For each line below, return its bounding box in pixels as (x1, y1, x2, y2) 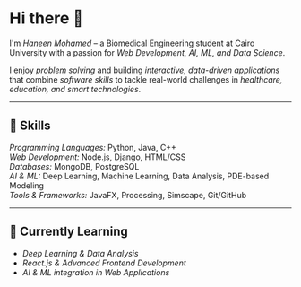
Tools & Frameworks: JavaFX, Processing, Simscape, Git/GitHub (9, 189, 247, 200)
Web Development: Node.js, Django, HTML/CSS (9, 152, 186, 162)
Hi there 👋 (9, 8, 83, 29)
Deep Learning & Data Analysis (21, 248, 139, 258)
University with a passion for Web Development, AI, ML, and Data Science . (9, 47, 286, 57)
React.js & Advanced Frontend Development (21, 257, 186, 268)
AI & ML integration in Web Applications (21, 266, 170, 277)
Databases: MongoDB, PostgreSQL (9, 161, 140, 171)
